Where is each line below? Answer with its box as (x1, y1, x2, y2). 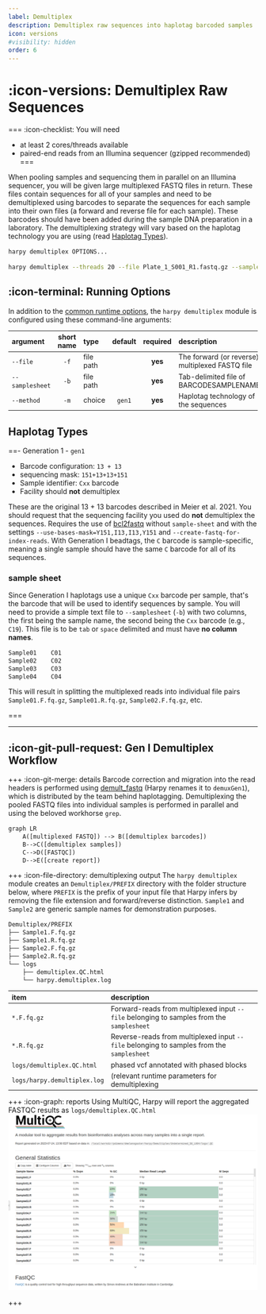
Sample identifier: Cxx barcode (19, 478, 120, 488)
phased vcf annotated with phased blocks (110, 1060, 248, 1069)
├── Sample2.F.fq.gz (8, 945, 77, 953)
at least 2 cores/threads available (19, 140, 129, 150)
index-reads (8, 537, 47, 546)
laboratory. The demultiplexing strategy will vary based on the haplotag (8, 223, 241, 233)
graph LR (8, 825, 37, 833)
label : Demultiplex (8, 13, 73, 21)
